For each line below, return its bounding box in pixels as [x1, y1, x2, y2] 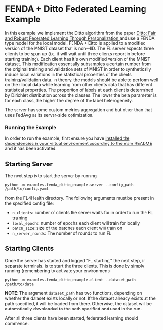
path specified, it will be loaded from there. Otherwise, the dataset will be [5, 300, 152, 306]
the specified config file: [5, 200, 54, 206]
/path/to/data [5, 282, 34, 287]
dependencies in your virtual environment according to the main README [5, 141, 152, 146]
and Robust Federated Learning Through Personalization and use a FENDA [5, 35, 155, 41]
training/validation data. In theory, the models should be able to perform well [5, 77, 159, 82]
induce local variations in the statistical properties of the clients [5, 71, 132, 77]
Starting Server [5, 160, 53, 168]
